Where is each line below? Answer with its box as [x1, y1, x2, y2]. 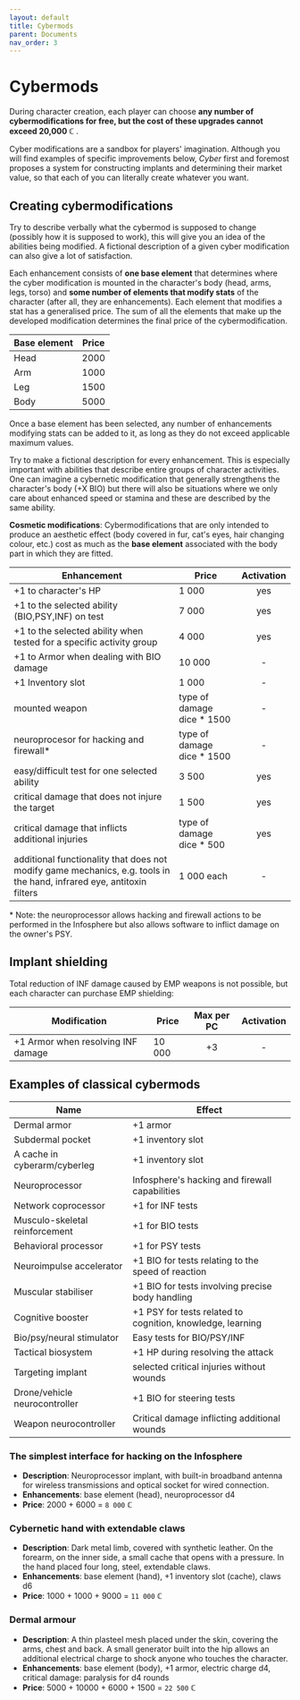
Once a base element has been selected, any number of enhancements [9, 418, 272, 429]
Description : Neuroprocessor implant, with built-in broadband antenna [21, 1470, 283, 1481]
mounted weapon [13, 702, 87, 714]
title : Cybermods [9, 21, 74, 30]
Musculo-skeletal [13, 1214, 88, 1226]
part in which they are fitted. [9, 548, 113, 559]
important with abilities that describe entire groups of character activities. [9, 465, 279, 474]
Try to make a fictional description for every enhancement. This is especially [9, 455, 290, 466]
